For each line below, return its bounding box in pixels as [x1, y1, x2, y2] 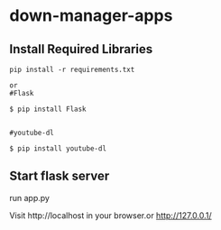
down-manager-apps [9, 5, 173, 26]
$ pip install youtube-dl [9, 144, 106, 153]
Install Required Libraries [9, 41, 153, 57]
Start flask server [9, 169, 110, 184]
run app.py [9, 192, 50, 203]
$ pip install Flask [9, 105, 87, 114]
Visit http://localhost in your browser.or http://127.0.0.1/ [9, 209, 212, 221]
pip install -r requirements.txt [9, 65, 135, 74]
